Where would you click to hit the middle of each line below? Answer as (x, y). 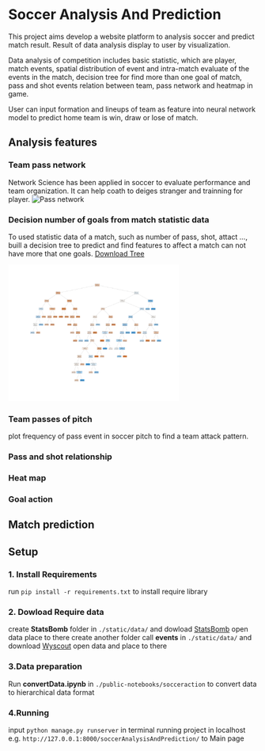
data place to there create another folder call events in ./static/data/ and (130, 638)
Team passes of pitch (50, 419)
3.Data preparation (45, 666)
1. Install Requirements (53, 574)
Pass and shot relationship (60, 457)
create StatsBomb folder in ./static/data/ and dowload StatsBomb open (128, 629)
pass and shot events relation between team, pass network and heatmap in (131, 85)
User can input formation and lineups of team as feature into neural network (132, 109)
